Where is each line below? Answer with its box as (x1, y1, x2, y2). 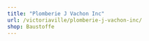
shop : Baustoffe (7, 23, 55, 30)
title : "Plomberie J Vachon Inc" (7, 10, 105, 17)
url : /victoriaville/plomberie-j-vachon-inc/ (7, 17, 142, 24)
